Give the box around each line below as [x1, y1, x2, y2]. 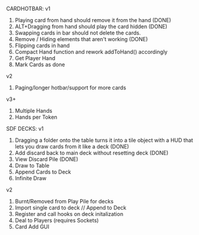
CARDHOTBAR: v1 [6, 5, 51, 12]
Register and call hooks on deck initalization [14, 211, 124, 217]
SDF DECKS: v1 [6, 125, 44, 132]
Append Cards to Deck [14, 168, 72, 175]
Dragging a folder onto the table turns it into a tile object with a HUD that [14, 137, 193, 144]
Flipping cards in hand [14, 42, 70, 49]
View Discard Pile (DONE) [14, 156, 79, 163]
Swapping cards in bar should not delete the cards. [14, 29, 141, 36]
